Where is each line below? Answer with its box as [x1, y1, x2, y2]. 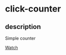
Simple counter [5, 35, 36, 41]
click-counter [5, 3, 61, 14]
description [5, 23, 41, 31]
